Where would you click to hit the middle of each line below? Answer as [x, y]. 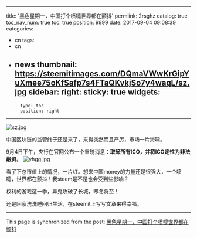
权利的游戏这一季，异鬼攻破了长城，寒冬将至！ [62, 191]
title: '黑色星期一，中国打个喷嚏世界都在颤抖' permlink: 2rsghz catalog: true [97, 16]
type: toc [32, 106]
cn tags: [24, 40]
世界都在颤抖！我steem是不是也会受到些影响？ [72, 179]
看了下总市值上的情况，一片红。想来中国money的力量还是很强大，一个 [91, 171]
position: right [40, 111]
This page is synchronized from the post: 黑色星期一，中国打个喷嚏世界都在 [97, 222]
